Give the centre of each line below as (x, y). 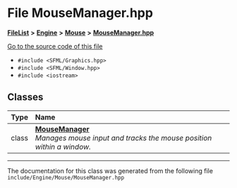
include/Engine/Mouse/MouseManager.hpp (66, 177)
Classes (25, 97)
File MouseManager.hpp (80, 13)
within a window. (63, 146)
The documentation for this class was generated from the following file (110, 170)
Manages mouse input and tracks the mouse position (123, 138)
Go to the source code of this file (55, 46)
